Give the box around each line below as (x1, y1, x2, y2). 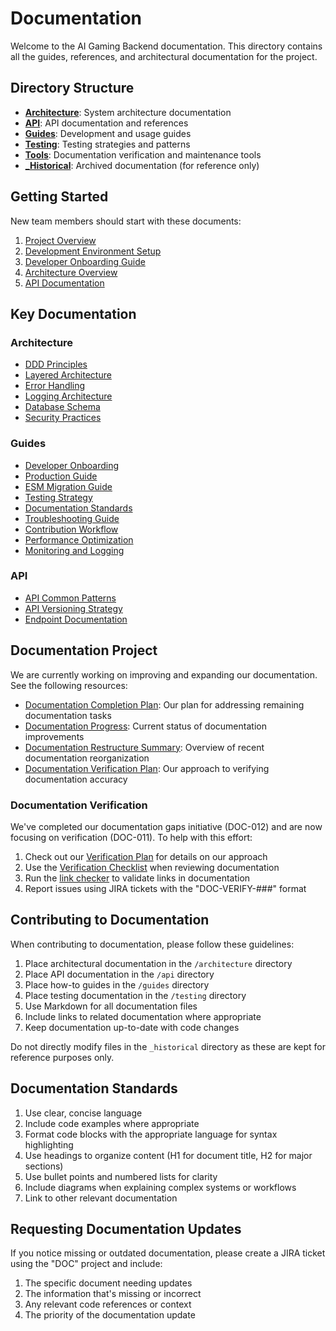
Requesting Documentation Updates (10, 1220, 242, 1237)
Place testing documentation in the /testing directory (24, 989, 247, 1001)
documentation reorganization (24, 752, 150, 764)
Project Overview (24, 234, 97, 246)
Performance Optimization (24, 533, 134, 546)
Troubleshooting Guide (24, 512, 120, 524)
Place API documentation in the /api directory (24, 968, 215, 980)
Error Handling (24, 380, 86, 392)
